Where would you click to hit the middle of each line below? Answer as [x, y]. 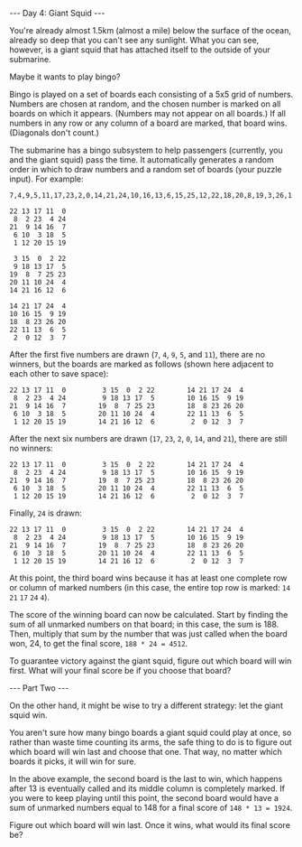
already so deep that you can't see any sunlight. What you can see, [134, 40]
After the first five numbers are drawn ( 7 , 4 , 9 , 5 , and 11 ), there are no [137, 354]
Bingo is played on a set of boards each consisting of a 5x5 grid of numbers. [151, 94]
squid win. [28, 715]
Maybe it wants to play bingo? [65, 77]
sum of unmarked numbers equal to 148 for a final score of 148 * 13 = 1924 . [151, 808]
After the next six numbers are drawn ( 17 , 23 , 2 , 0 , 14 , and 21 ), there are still [148, 438]
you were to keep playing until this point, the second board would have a [144, 798]
